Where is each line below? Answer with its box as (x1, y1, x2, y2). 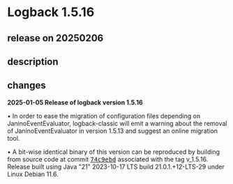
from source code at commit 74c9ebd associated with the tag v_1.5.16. (7, 155, 209, 163)
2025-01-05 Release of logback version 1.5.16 (7, 98, 143, 106)
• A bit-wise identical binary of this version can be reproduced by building (7, 148, 220, 156)
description (7, 55, 59, 67)
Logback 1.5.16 (7, 4, 95, 20)
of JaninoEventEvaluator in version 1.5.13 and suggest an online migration (7, 127, 218, 135)
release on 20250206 (7, 32, 104, 44)
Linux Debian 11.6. (7, 169, 59, 178)
